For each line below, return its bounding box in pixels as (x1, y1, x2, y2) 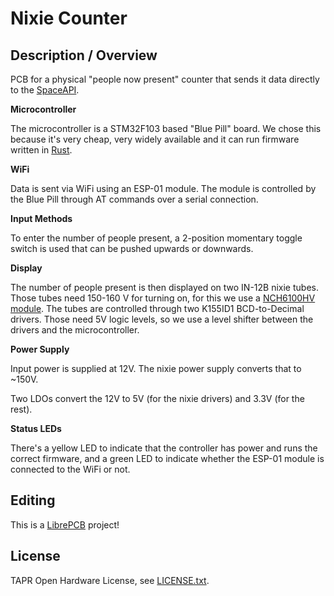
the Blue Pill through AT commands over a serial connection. (10, 193, 259, 205)
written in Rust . (10, 144, 73, 156)
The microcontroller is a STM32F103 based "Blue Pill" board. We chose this (10, 123, 322, 134)
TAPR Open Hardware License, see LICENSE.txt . (10, 574, 210, 586)
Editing (10, 492, 56, 509)
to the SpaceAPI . (10, 84, 80, 96)
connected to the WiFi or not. (10, 463, 131, 475)
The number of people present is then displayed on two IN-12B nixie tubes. (10, 282, 319, 293)
